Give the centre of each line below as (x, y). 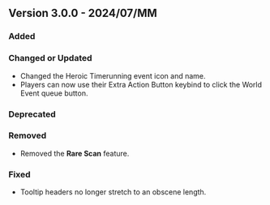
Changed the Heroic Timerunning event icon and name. (113, 75)
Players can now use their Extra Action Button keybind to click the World (141, 84)
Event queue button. (54, 93)
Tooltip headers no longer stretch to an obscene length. (113, 192)
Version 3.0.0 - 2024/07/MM (83, 13)
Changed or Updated (50, 58)
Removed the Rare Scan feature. (75, 153)
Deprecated (32, 114)
